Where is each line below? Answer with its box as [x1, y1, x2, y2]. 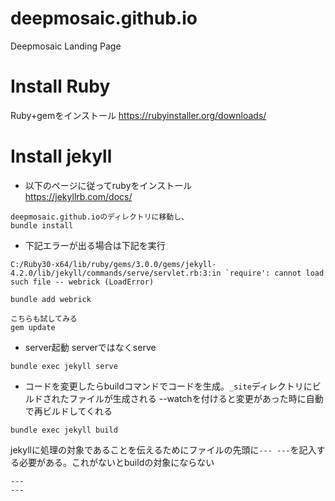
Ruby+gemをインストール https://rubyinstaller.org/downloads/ [10, 109, 267, 121]
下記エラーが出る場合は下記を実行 [24, 239, 166, 251]
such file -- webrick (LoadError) [10, 277, 155, 287]
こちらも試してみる [10, 313, 78, 324]
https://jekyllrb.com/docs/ [24, 190, 133, 202]
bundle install [10, 220, 74, 231]
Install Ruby [10, 75, 111, 98]
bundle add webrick [10, 294, 92, 304]
